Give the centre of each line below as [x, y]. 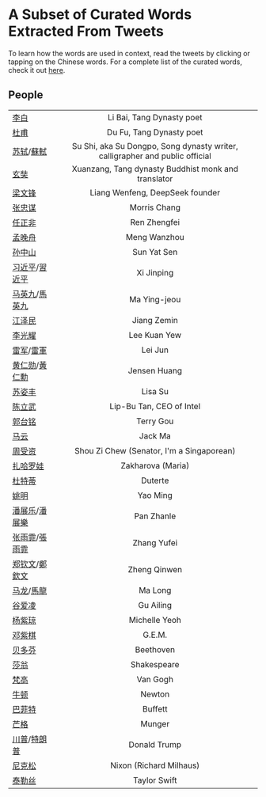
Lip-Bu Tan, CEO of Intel [155, 406]
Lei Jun [155, 350]
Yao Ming [155, 495]
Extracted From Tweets [86, 31]
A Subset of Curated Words [100, 15]
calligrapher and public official [155, 156]
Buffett [155, 708]
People [26, 95]
